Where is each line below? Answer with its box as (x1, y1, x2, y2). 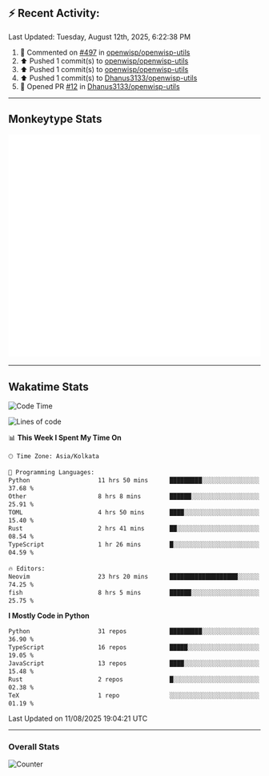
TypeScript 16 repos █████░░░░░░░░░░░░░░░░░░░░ (8, 643, 260, 652)
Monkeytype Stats (8, 112, 102, 126)
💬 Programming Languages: (8, 468, 94, 476)
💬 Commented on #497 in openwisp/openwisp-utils (19, 47, 191, 57)
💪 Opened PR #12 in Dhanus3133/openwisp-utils (19, 81, 180, 91)
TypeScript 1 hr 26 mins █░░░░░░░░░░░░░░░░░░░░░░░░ (8, 540, 260, 548)
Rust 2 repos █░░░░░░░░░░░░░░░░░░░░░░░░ (8, 675, 260, 684)
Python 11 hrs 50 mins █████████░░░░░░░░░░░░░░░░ (8, 476, 260, 484)
